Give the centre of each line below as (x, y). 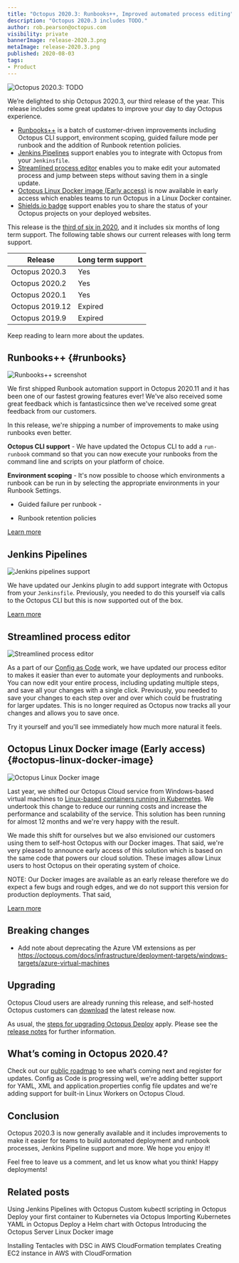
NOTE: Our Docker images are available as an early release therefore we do (118, 879)
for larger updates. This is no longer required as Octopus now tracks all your (119, 706)
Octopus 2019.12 (41, 306)
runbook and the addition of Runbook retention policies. (99, 145)
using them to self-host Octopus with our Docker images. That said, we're (116, 843)
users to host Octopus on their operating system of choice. (94, 865)
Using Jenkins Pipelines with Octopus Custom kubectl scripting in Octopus (117, 1209)
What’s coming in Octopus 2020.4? (88, 1053)
